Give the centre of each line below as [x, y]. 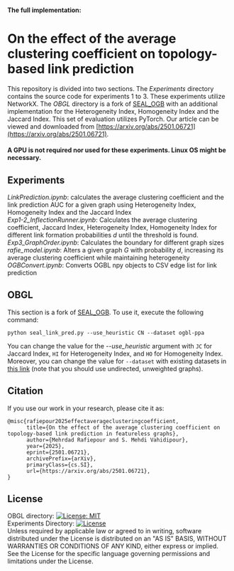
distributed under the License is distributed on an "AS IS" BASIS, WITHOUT [117, 539]
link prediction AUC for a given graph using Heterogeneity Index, [102, 204]
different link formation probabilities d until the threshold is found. [103, 235]
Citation [26, 391]
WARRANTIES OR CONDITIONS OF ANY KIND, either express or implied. [113, 546]
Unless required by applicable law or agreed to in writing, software [105, 531]
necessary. [24, 158]
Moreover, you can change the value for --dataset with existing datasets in [117, 361]
